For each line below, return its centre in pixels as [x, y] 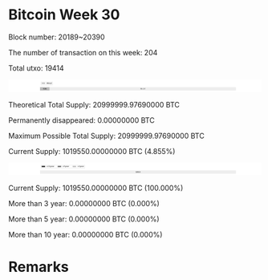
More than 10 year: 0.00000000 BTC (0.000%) [85, 235]
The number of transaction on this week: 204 [83, 52]
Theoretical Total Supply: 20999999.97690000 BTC [94, 105]
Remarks [39, 267]
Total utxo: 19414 [36, 68]
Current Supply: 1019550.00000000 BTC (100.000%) [96, 188]
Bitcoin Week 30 [64, 15]
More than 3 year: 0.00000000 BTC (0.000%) [84, 204]
